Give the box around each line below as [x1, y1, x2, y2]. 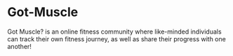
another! [7, 42, 32, 50]
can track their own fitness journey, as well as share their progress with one [7, 34, 226, 43]
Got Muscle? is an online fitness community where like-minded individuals [7, 27, 222, 36]
